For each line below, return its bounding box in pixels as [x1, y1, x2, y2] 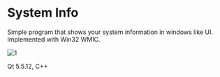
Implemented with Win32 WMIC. [7, 35, 101, 43]
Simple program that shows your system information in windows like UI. [7, 28, 214, 36]
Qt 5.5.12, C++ [7, 62, 48, 70]
